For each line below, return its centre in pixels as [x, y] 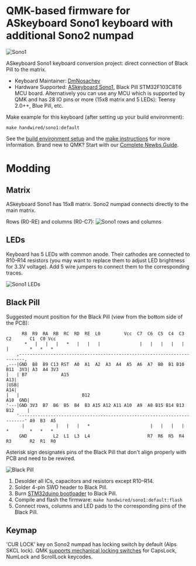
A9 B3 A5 [43, 421]
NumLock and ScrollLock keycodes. [49, 557]
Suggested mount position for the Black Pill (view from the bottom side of [94, 317]
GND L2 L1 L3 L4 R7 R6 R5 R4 [102, 436]
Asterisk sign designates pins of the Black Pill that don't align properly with [96, 452]
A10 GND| [18, 400]
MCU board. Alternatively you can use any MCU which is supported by [100, 93]
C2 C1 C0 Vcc [31, 339]
